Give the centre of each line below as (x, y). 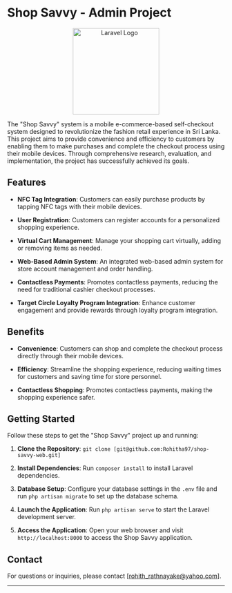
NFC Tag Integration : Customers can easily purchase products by (111, 199)
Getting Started (41, 419)
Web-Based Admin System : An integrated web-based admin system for (120, 261)
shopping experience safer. (56, 397)
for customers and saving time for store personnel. (89, 376)
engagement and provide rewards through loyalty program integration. (117, 310)
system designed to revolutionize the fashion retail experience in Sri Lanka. (114, 131)
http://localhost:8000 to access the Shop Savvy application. (105, 538)
